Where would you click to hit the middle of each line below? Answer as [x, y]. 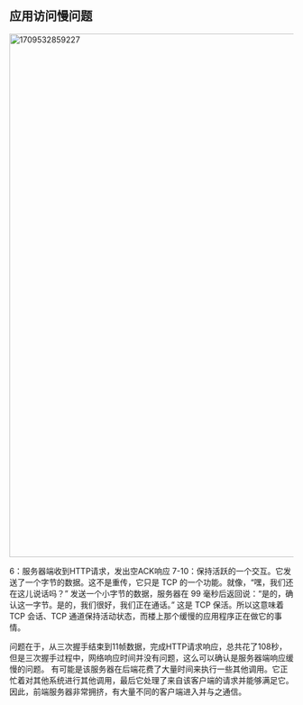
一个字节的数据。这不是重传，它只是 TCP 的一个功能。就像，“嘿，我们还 [159, 582]
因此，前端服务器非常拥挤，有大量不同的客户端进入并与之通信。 [128, 691]
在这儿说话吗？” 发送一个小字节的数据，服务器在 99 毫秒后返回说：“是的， [147, 593]
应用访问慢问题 [51, 16]
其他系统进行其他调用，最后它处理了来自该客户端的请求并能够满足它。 [163, 680]
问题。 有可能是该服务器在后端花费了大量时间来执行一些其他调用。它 [152, 669]
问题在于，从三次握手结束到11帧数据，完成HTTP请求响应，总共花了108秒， [148, 646]
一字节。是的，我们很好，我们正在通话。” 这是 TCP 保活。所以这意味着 [154, 604]
